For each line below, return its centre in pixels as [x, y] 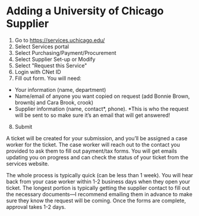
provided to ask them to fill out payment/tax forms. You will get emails [91, 151]
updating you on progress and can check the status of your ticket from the [97, 157]
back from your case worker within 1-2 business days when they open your [98, 181]
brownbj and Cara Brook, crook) [54, 102]
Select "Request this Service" [51, 65]
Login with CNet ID [38, 72]
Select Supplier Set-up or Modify [55, 59]
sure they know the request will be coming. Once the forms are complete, [96, 200]
